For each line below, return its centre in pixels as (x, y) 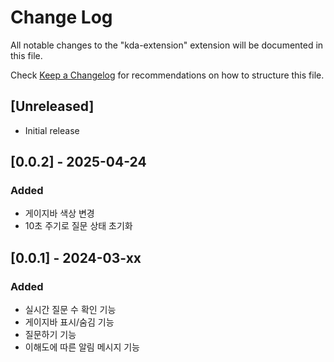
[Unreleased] (52, 106)
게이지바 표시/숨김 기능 (69, 322)
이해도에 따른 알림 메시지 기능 (82, 347)
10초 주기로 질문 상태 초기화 (78, 226)
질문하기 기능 (50, 335)
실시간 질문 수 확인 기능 (70, 310)
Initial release (52, 130)
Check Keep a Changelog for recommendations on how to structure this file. (167, 75)
